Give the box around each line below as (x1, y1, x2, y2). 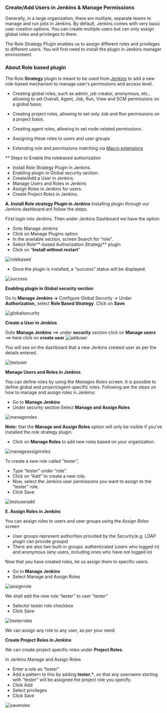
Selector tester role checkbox (12, 603, 73, 609)
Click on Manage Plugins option (12, 230, 78, 236)
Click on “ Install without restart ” (12, 246, 80, 252)
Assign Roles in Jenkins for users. (12, 185, 82, 191)
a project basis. (12, 116, 44, 122)
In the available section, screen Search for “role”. (12, 236, 113, 242)
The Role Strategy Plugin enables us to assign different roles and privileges (5, 41, 160, 47)
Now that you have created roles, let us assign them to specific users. (5, 559, 149, 565)
